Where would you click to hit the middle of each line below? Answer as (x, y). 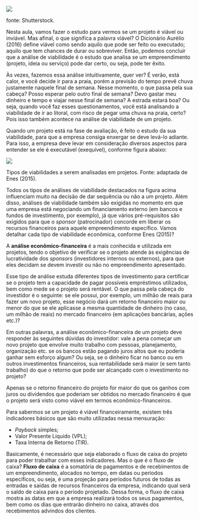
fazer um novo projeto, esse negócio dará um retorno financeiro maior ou (96, 301)
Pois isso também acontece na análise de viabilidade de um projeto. (89, 119)
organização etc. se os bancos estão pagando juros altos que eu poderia (96, 351)
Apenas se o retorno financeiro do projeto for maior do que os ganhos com (98, 388)
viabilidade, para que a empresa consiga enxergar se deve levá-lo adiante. (97, 137)
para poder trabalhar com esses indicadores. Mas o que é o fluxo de (90, 460)
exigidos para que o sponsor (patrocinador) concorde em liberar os (89, 222)
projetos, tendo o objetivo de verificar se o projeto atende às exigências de (98, 252)
